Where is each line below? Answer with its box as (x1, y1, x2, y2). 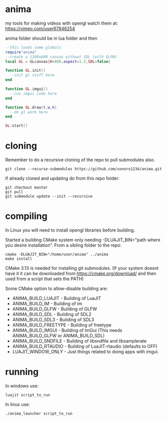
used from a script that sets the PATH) (5, 276, 84, 282)
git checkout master (5, 185, 48, 190)
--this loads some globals (5, 45, 61, 50)
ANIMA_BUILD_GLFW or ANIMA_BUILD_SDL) (12, 333, 105, 339)
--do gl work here (9, 110, 48, 115)
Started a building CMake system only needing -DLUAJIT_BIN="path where (5, 237, 161, 243)
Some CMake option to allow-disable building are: (5, 285, 108, 292)
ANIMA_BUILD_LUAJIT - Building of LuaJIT (12, 295, 101, 301)
